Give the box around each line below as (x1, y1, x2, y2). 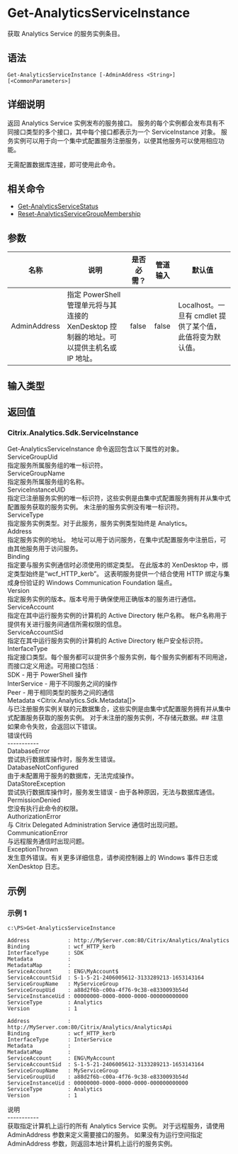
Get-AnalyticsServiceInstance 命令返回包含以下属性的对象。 (7, 445, 183, 453)
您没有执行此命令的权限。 (7, 804, 82, 813)
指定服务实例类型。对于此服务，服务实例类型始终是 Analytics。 (7, 519, 191, 528)
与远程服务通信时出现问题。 (7, 837, 89, 846)
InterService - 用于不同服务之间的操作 (7, 679, 118, 688)
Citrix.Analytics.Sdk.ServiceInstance (7, 427, 139, 437)
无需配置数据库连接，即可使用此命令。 (7, 160, 119, 169)
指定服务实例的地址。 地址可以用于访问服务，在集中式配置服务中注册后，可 (7, 536, 227, 544)
